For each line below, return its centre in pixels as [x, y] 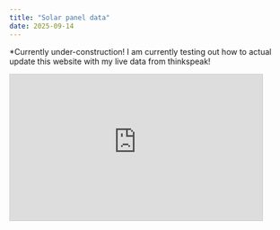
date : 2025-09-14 [42, 26]
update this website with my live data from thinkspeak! [110, 61]
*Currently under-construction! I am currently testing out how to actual [140, 51]
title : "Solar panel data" [60, 18]
